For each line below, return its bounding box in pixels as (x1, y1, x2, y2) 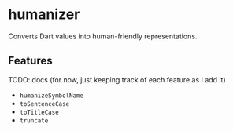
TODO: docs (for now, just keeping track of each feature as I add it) (8, 75, 226, 84)
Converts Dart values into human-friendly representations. (8, 31, 198, 41)
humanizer (8, 5, 80, 24)
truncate (19, 116, 49, 125)
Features (8, 54, 53, 67)
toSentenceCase (19, 100, 70, 107)
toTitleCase (19, 108, 59, 116)
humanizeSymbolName (19, 92, 84, 100)
